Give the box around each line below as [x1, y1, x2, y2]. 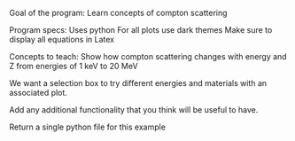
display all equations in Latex [9, 35, 115, 44]
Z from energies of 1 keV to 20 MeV [9, 61, 139, 71]
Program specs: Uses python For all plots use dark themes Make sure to [9, 25, 273, 35]
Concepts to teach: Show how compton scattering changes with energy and [9, 51, 287, 61]
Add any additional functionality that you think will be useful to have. [9, 105, 259, 114]
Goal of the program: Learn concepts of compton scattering [9, 8, 228, 18]
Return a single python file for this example [9, 121, 167, 132]
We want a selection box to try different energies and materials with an [9, 78, 268, 88]
